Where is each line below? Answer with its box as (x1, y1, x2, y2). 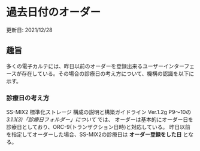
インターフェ (163, 62, 195, 69)
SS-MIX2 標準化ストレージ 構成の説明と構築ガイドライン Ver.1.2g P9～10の (6, 109, 192, 116)
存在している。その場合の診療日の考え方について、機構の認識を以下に (22, 70, 195, 77)
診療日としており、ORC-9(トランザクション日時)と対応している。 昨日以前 (6, 124, 190, 131)
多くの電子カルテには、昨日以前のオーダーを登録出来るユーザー (6, 62, 163, 69)
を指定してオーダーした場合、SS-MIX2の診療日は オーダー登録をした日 (6, 131, 182, 138)
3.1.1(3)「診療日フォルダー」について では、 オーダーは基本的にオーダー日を (6, 116, 193, 123)
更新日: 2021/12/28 (6, 26, 53, 33)
